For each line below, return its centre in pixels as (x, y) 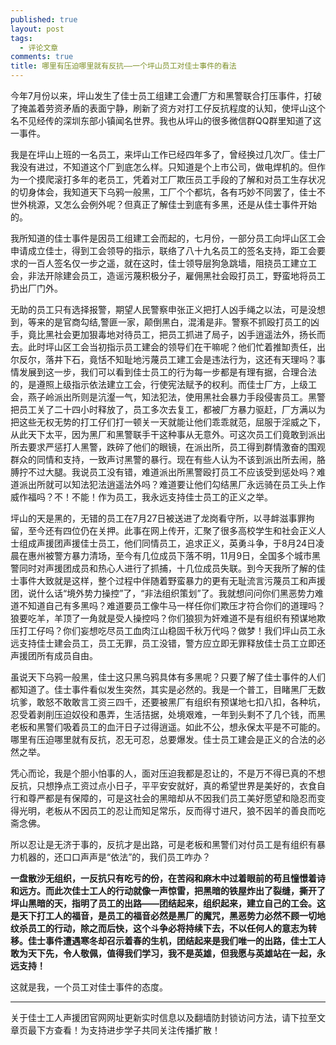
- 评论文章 (39, 47)
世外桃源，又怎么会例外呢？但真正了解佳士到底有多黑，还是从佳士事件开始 (163, 204)
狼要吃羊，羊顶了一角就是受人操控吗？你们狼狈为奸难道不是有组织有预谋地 (163, 618)
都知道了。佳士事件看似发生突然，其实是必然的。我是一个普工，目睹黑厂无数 (168, 689)
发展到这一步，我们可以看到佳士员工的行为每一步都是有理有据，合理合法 (167, 372)
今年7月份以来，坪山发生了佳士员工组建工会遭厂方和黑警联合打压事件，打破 (166, 95)
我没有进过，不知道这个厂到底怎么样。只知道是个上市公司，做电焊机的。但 (163, 167)
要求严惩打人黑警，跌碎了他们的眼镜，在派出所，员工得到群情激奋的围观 (176, 447)
